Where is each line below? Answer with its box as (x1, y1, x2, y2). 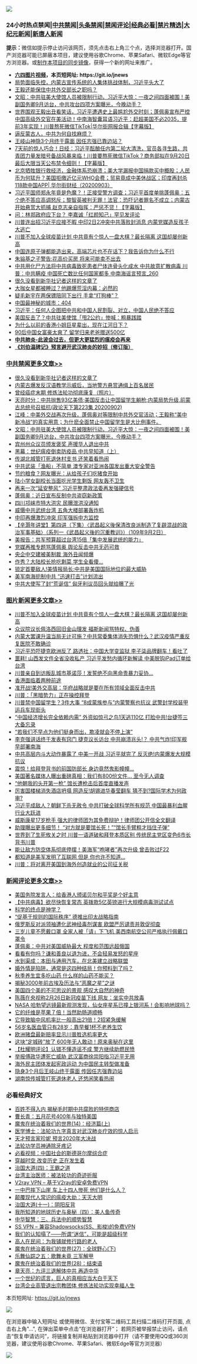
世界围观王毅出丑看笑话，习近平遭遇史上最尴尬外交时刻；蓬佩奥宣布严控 (14, 108, 190, 115)
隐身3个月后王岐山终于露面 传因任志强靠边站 (14, 1068, 123, 1075)
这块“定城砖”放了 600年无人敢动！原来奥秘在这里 (14, 1038, 134, 1045)
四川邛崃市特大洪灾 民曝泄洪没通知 (14, 499, 99, 506)
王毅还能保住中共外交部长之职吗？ (14, 86, 98, 94)
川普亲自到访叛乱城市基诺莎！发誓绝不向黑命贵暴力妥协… (14, 669, 153, 676)
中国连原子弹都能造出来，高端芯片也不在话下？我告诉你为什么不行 (14, 248, 175, 255)
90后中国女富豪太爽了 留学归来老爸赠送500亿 (14, 329, 125, 336)
